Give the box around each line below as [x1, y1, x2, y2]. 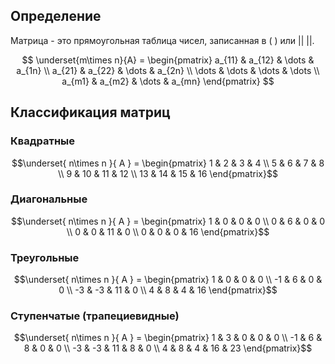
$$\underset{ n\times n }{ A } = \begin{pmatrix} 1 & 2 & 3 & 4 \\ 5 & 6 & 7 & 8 [11, 157, 325, 169]
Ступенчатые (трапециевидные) [10, 309, 180, 323]
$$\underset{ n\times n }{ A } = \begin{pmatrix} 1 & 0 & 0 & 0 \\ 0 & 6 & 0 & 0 [10, 215, 326, 227]
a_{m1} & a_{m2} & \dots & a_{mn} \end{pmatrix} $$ [61, 75, 275, 87]
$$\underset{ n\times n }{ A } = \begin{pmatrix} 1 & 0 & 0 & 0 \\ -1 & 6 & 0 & [13, 274, 323, 286]
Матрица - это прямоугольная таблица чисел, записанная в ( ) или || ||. [10, 34, 315, 46]
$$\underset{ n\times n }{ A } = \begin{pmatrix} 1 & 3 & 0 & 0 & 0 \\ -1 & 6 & [13, 332, 323, 344]
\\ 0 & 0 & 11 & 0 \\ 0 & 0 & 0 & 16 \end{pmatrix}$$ [66, 225, 270, 238]
